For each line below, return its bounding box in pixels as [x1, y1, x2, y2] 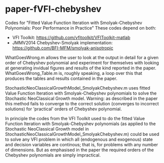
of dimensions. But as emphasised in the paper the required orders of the [5, 147, 154, 153]
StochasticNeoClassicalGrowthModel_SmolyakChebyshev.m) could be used [5, 131, 160, 137]
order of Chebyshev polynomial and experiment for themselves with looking [5, 60, 159, 65]
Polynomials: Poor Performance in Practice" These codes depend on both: [5, 25, 157, 31]
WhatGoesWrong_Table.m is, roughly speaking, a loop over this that [5, 70, 142, 76]
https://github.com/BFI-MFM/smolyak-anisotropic [12, 45, 113, 51]
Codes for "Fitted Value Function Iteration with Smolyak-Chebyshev [5, 20, 142, 26]
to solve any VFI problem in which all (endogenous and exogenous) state [5, 136, 153, 142]
